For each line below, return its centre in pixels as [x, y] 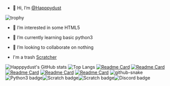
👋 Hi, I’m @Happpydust [37, 8]
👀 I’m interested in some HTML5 [46, 27]
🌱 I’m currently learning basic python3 [53, 37]
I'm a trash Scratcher [35, 57]
